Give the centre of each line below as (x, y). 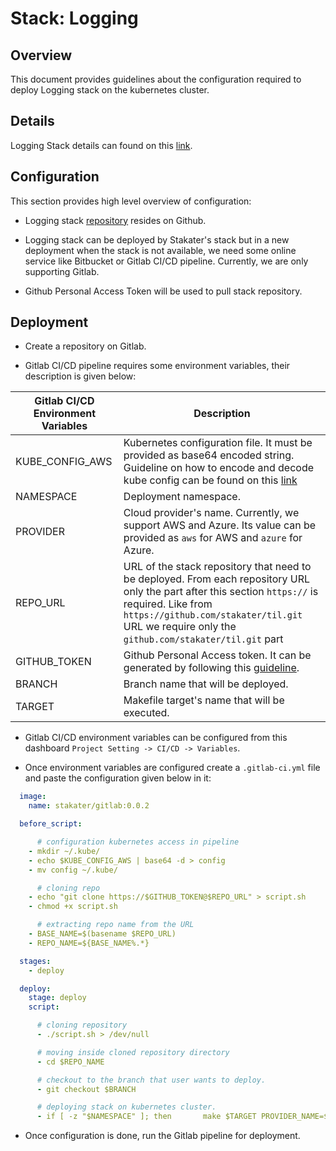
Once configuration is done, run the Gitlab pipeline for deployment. (162, 1136)
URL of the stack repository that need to (217, 567)
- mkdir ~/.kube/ (64, 851)
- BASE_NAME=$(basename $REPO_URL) (102, 934)
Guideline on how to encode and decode (219, 468)
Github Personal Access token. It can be (217, 655)
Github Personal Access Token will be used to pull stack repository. (163, 291)
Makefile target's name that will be (204, 700)
